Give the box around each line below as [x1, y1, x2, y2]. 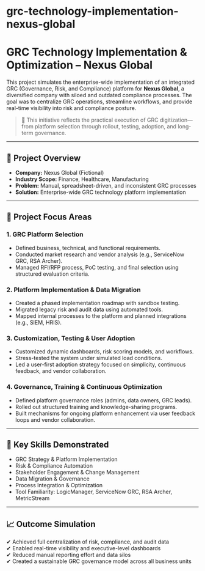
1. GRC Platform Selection [6, 230, 84, 239]
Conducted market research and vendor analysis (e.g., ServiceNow [15, 251, 185, 258]
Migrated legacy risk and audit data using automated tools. [15, 306, 164, 313]
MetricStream [15, 495, 50, 502]
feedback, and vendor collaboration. [15, 367, 107, 375]
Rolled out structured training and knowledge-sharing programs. [15, 403, 178, 410]
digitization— [159, 116, 193, 123]
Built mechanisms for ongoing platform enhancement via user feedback [15, 410, 196, 417]
